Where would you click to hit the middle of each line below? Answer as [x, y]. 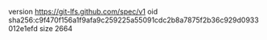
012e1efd [23, 28]
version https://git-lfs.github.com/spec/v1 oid [83, 12]
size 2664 [56, 28]
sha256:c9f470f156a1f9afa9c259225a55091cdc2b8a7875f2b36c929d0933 [133, 20]
